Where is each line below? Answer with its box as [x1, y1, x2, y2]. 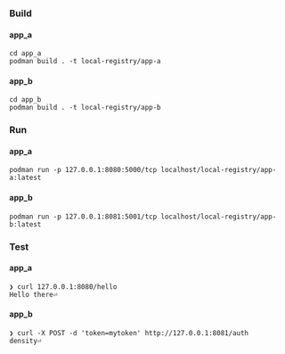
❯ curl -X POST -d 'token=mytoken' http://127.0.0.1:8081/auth [9, 328, 249, 337]
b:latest [9, 219, 42, 229]
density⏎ [9, 336, 42, 345]
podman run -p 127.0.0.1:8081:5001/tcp [9, 212, 158, 221]
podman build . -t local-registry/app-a [9, 57, 162, 66]
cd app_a [9, 49, 42, 58]
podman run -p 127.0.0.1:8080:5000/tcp [9, 166, 158, 175]
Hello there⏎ [9, 290, 58, 299]
